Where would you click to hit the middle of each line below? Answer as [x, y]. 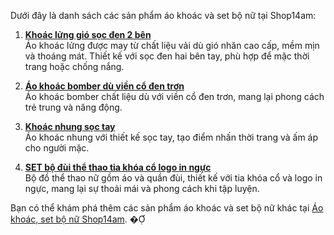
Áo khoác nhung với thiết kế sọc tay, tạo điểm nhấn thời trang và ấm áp [171, 137]
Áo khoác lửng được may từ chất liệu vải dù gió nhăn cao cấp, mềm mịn [172, 45]
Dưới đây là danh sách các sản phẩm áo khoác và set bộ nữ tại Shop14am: [163, 15]
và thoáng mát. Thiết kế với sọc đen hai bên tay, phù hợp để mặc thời [167, 56]
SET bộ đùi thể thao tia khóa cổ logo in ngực [118, 167]
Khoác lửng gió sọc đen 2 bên [88, 34]
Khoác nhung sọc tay [70, 126]
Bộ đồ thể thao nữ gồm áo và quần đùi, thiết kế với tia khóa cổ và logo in [173, 178]
